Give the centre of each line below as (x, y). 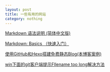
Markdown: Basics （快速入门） (37, 44)
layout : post (18, 10)
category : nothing (24, 19)
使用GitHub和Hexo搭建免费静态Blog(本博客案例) (53, 54)
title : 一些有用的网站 (26, 14)
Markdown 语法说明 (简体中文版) (38, 33)
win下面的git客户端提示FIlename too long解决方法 (55, 65)
